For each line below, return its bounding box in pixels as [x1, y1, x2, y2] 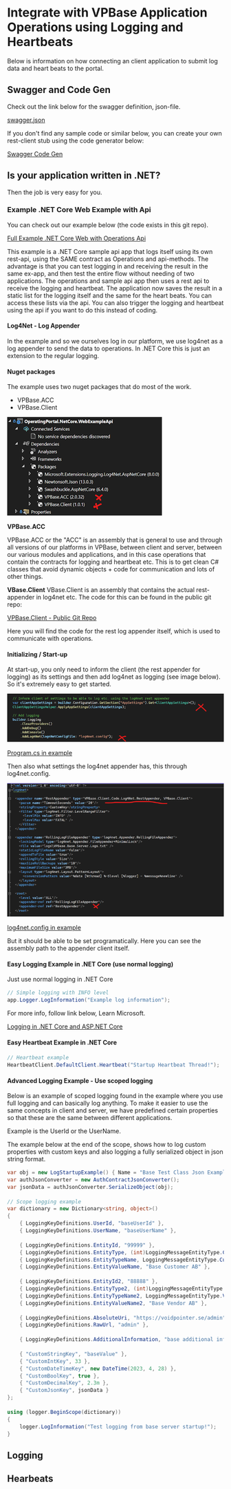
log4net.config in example [7, 924, 81, 931]
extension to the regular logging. [7, 352, 100, 360]
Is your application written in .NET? [7, 170, 161, 182]
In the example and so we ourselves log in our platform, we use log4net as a [7, 337, 223, 346]
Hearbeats [7, 1473, 54, 1485]
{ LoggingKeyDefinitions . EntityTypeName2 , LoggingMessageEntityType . [19, 1292, 223, 1299]
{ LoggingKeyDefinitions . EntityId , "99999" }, [19, 1241, 155, 1249]
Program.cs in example [7, 749, 73, 757]
